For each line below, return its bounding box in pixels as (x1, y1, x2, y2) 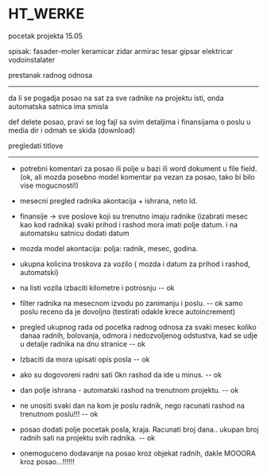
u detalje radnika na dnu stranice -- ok (19, 339, 145, 348)
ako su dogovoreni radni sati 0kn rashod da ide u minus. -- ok (19, 370, 222, 379)
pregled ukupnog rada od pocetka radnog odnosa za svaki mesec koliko (19, 322, 257, 331)
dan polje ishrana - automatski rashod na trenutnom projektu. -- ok (19, 385, 239, 394)
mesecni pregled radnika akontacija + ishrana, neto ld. (19, 196, 198, 205)
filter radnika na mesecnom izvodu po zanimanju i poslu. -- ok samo (19, 298, 243, 308)
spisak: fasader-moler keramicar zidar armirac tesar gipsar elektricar (8, 46, 234, 56)
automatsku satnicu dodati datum (19, 228, 130, 238)
